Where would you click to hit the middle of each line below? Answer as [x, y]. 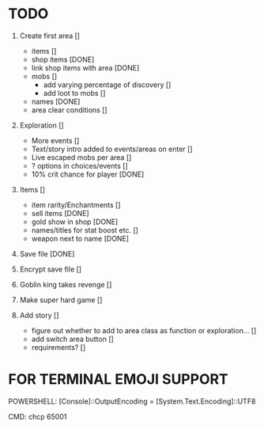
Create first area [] [50, 36]
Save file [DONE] [47, 253]
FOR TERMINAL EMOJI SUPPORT [119, 380]
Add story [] [39, 315]
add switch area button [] [73, 339]
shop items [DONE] [63, 59]
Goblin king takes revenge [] [66, 284]
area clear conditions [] [70, 110]
